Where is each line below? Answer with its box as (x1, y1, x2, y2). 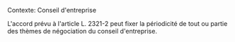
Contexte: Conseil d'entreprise (7, 6, 97, 14)
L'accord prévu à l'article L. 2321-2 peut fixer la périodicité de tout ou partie (7, 20, 228, 27)
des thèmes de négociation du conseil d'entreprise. (7, 27, 158, 35)
